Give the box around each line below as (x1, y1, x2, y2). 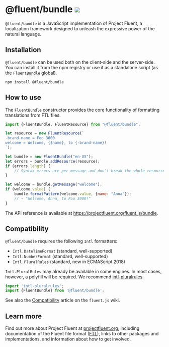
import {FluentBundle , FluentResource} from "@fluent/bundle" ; (5, 122, 141, 127)
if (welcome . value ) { (5, 187, 51, 192)
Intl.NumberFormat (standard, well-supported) (12, 253, 108, 259)
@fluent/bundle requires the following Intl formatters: (5, 238, 118, 244)
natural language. (5, 31, 42, 37)
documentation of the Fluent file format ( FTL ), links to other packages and (5, 331, 159, 337)
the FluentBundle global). (5, 70, 57, 76)
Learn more (5, 312, 42, 320)
